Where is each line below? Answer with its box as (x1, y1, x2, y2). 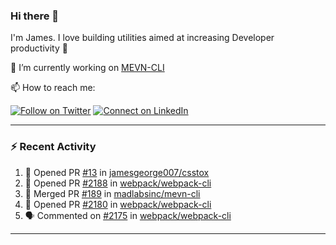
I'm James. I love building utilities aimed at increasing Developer (10, 32, 275, 44)
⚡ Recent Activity (10, 140, 97, 154)
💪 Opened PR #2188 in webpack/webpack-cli (24, 177, 212, 189)
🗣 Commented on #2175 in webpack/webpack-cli (24, 209, 232, 221)
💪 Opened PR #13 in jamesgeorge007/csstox (24, 166, 210, 178)
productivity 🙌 (10, 42, 68, 54)
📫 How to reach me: (10, 82, 96, 94)
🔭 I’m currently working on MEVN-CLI (10, 62, 165, 74)
